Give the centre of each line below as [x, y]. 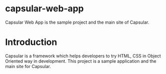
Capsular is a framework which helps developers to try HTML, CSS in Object [83, 56]
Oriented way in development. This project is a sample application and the [81, 61]
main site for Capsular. [28, 66]
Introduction [31, 42]
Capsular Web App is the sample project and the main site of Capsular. [77, 22]
